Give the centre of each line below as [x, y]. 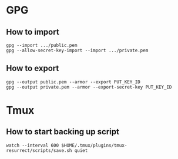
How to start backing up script [63, 132]
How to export [33, 68]
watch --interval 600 [33, 145]
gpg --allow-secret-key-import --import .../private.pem [77, 50]
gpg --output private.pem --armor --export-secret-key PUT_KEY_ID [89, 87]
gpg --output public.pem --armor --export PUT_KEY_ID [73, 82]
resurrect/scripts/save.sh [39, 150]
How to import [33, 32]
